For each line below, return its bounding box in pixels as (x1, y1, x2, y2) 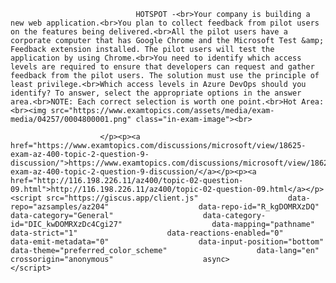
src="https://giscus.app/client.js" (46, 193, 199, 203)
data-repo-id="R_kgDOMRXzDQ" (198, 202, 320, 212)
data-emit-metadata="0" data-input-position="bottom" (10, 237, 325, 247)
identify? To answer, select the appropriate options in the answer (10, 88, 302, 98)
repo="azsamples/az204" (10, 202, 110, 212)
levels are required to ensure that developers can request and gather (10, 62, 315, 72)
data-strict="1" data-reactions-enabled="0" (10, 228, 284, 238)
